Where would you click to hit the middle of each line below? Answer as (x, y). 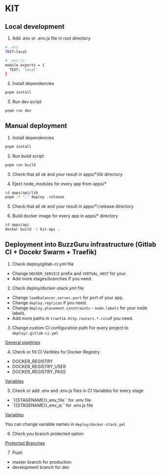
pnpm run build (20, 165)
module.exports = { (25, 65)
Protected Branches (25, 443)
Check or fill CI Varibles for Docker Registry (56, 351)
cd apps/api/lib (21, 193)
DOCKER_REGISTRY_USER (39, 366)
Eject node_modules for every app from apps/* (59, 184)
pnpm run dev (18, 111)
